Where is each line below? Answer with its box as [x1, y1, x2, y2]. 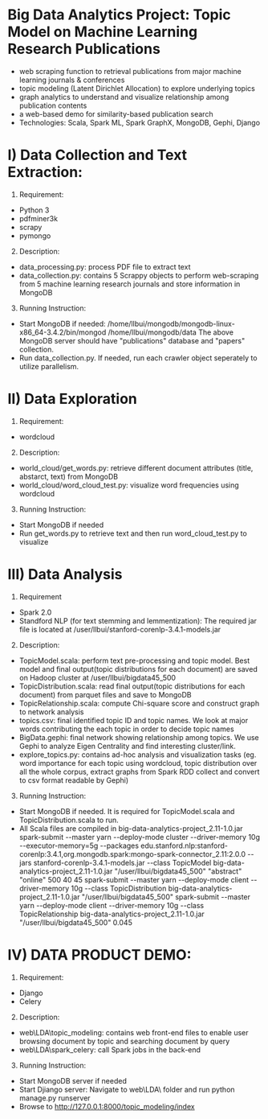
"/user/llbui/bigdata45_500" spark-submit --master [81, 891, 250, 902]
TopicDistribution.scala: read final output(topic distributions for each [18, 681, 246, 691]
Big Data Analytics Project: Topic [7, 6, 232, 24]
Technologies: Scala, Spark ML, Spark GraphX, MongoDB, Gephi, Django [18, 117, 261, 127]
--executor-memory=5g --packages [18, 841, 140, 850]
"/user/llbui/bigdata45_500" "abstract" [114, 866, 242, 876]
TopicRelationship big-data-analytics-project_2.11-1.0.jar [18, 909, 205, 919]
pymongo [18, 231, 51, 241]
